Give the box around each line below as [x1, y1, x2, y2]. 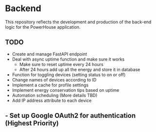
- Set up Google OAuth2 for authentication [5, 112, 136, 120]
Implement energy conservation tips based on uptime [12, 87, 120, 93]
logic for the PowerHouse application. [5, 24, 81, 30]
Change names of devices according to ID [12, 77, 97, 82]
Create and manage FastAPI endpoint [12, 51, 87, 57]
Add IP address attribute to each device [12, 98, 92, 103]
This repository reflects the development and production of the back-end [5, 19, 152, 25]
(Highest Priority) [5, 119, 59, 128]
